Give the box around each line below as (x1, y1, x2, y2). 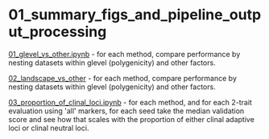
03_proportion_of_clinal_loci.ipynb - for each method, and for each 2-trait (8, 97, 252, 107)
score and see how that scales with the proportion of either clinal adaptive (8, 114, 255, 124)
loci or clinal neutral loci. (8, 123, 89, 133)
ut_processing (8, 22, 107, 41)
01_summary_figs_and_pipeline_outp (8, 6, 262, 24)
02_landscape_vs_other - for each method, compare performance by (8, 73, 238, 83)
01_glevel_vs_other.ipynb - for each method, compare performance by (8, 49, 241, 59)
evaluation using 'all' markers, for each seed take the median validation (8, 106, 245, 116)
